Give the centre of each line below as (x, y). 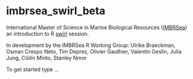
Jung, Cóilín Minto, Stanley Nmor (47, 58)
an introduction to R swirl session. (48, 33)
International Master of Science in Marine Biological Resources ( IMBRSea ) (97, 27)
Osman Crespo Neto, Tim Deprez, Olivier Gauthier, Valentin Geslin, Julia (94, 51)
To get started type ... (33, 69)
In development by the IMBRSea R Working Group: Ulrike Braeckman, (91, 45)
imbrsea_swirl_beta (56, 11)
